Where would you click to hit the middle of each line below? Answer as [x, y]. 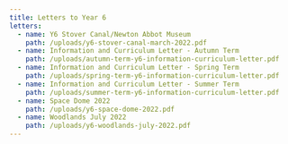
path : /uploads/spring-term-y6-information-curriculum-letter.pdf [153, 76]
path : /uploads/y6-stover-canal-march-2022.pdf [116, 42]
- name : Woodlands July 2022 [72, 117]
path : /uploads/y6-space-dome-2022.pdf [100, 109]
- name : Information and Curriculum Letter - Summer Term [129, 84]
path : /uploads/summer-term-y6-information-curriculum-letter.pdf [153, 92]
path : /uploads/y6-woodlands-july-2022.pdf [108, 126]
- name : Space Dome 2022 [64, 101]
